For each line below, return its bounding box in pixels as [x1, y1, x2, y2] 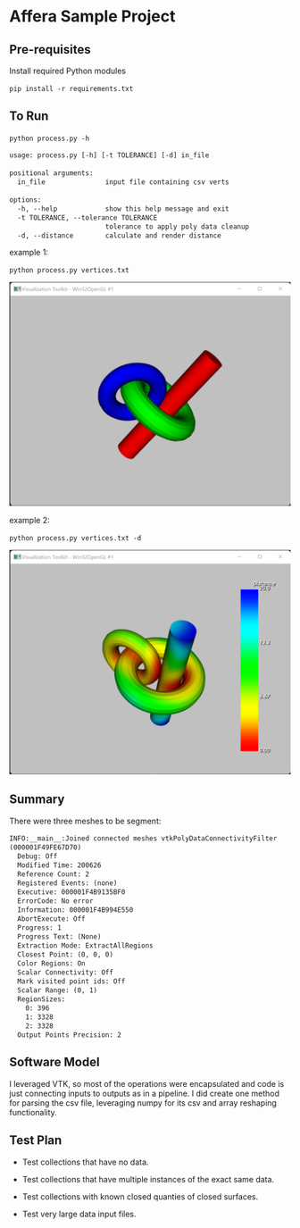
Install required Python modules [9, 65, 127, 76]
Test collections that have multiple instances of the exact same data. [21, 1174, 275, 1184]
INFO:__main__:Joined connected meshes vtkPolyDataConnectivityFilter [9, 833, 278, 843]
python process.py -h [9, 134, 90, 143]
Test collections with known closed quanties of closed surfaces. [21, 1190, 259, 1202]
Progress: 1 [17, 923, 62, 932]
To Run [9, 109, 49, 124]
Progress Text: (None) [17, 931, 102, 941]
